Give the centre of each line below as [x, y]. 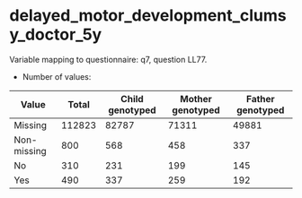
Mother [196, 99]
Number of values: [57, 76]
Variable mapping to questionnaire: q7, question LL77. [108, 59]
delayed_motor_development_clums [148, 16]
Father [261, 99]
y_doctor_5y [56, 34]
